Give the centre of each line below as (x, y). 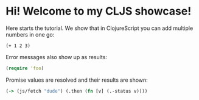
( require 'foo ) (25, 68)
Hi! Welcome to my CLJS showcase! (99, 11)
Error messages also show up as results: (57, 57)
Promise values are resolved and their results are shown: (77, 80)
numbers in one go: (30, 34)
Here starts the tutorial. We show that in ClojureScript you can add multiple (100, 28)
